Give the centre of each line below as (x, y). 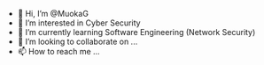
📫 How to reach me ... (58, 51)
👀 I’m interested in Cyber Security (79, 23)
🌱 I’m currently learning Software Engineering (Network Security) (136, 32)
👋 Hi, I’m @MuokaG (53, 14)
